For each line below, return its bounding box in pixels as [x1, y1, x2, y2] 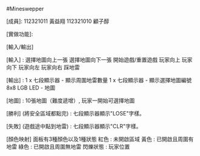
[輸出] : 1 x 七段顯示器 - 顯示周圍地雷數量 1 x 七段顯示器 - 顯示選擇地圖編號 [6, 77, 192, 83]
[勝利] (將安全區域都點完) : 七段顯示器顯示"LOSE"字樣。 [6, 110, 145, 117]
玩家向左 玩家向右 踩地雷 [18, 63, 80, 71]
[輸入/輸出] [6, 44, 34, 50]
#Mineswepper [6, 5, 44, 12]
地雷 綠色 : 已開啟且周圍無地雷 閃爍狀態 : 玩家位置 [6, 143, 130, 150]
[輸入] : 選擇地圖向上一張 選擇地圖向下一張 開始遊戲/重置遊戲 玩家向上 [6, 56, 181, 63]
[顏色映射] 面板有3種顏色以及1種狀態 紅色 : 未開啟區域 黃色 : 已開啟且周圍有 [6, 135, 194, 143]
